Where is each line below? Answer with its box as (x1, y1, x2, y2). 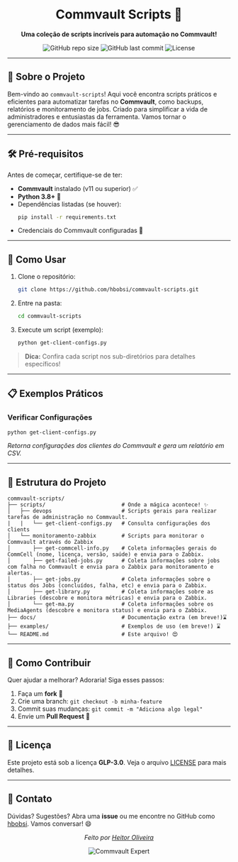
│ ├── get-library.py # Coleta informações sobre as (7, 589, 214, 596)
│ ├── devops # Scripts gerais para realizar (7, 508, 217, 515)
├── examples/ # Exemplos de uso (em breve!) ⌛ (7, 623, 221, 631)
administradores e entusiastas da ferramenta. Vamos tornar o (7, 112, 186, 121)
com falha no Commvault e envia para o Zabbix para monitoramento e (7, 564, 214, 571)
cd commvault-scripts (17, 312, 81, 320)
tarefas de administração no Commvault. (7, 514, 129, 521)
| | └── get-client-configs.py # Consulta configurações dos (7, 520, 211, 528)
